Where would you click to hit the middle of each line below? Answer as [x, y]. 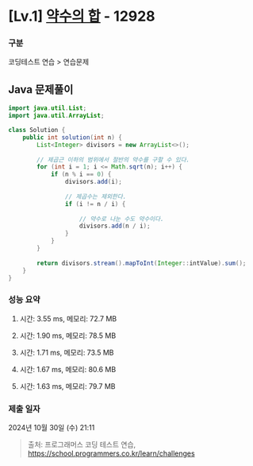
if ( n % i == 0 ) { [81, 175]
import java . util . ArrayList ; [56, 116]
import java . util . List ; [48, 108]
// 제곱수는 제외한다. [96, 196]
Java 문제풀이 [41, 89]
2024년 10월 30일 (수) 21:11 [52, 428]
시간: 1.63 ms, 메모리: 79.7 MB [68, 386]
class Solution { [37, 130]
